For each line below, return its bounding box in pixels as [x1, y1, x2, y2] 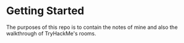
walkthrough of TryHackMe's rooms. [6, 29, 97, 37]
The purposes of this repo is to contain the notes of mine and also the [6, 24, 178, 31]
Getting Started [6, 4, 85, 18]
